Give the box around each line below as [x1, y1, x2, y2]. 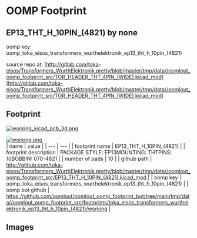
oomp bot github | [6, 186, 50, 193]
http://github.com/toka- [6, 161, 64, 168]
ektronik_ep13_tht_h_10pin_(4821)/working [6, 205, 108, 212]
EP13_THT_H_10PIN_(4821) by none [6, 28, 138, 38]
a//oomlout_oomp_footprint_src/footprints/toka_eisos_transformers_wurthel [6, 199, 189, 206]
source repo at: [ [6, 61, 46, 68]
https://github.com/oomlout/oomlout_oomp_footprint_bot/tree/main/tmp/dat [6, 193, 190, 200]
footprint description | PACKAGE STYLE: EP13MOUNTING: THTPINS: [6, 148, 172, 156]
